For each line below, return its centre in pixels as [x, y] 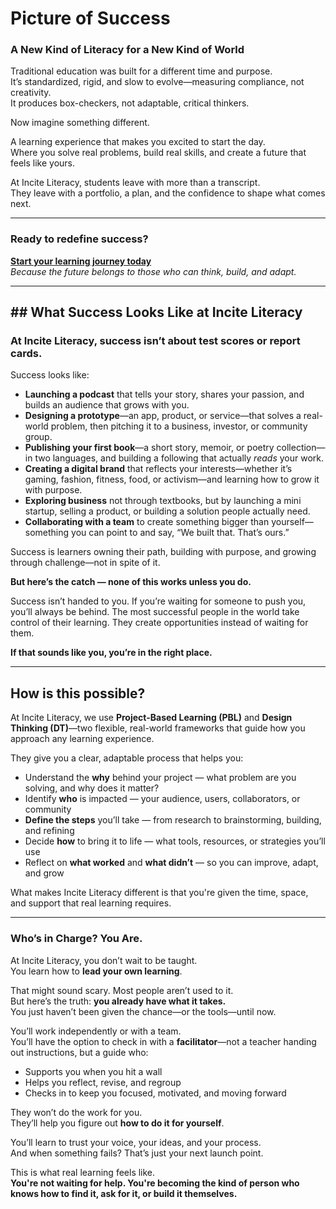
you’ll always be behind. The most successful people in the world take [155, 612]
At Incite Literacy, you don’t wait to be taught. [104, 960]
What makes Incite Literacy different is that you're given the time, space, [159, 893]
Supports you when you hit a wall [93, 1071]
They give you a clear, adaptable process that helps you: [127, 758]
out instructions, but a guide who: [79, 1052]
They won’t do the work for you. [76, 1112]
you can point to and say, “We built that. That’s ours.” [180, 533]
